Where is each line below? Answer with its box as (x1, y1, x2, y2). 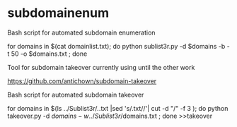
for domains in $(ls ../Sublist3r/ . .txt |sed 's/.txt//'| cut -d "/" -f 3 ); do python (7, 104, 229, 112)
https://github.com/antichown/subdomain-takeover (7, 76, 157, 85)
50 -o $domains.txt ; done (11, 49, 88, 58)
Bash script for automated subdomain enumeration (7, 28, 156, 37)
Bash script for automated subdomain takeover (7, 90, 144, 99)
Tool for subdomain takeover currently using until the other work (7, 63, 195, 71)
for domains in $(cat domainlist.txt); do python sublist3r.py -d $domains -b (7, 42, 226, 50)
